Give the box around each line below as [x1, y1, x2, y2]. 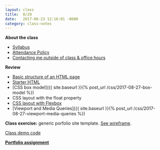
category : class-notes [5, 21, 52, 26]
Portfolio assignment [5, 140, 49, 146]
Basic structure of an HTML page [12, 74, 80, 80]
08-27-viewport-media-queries [12, 111, 77, 117]
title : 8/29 [5, 12, 32, 17]
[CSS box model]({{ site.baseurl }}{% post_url [12, 85, 106, 91]
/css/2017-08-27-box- [106, 85, 152, 91]
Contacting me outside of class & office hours [12, 55, 106, 61]
